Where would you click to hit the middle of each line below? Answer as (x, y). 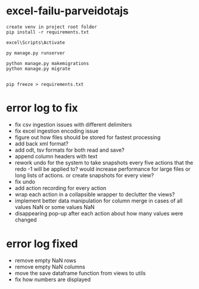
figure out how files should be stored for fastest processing (88, 137)
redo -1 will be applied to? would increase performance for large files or (102, 169)
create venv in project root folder (52, 27)
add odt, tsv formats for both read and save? (70, 150)
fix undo (25, 182)
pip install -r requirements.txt (48, 32)
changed (26, 220)
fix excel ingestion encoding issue (57, 131)
